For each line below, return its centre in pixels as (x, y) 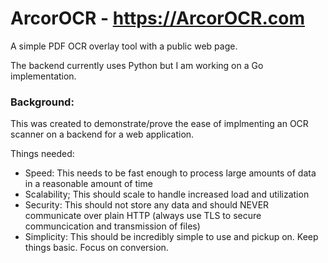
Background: (42, 102)
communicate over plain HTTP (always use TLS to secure (143, 216)
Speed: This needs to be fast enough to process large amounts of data (170, 173)
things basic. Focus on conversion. (96, 248)
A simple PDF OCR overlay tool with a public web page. (124, 46)
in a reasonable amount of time (88, 184)
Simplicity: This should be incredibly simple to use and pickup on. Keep (171, 237)
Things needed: (42, 154)
